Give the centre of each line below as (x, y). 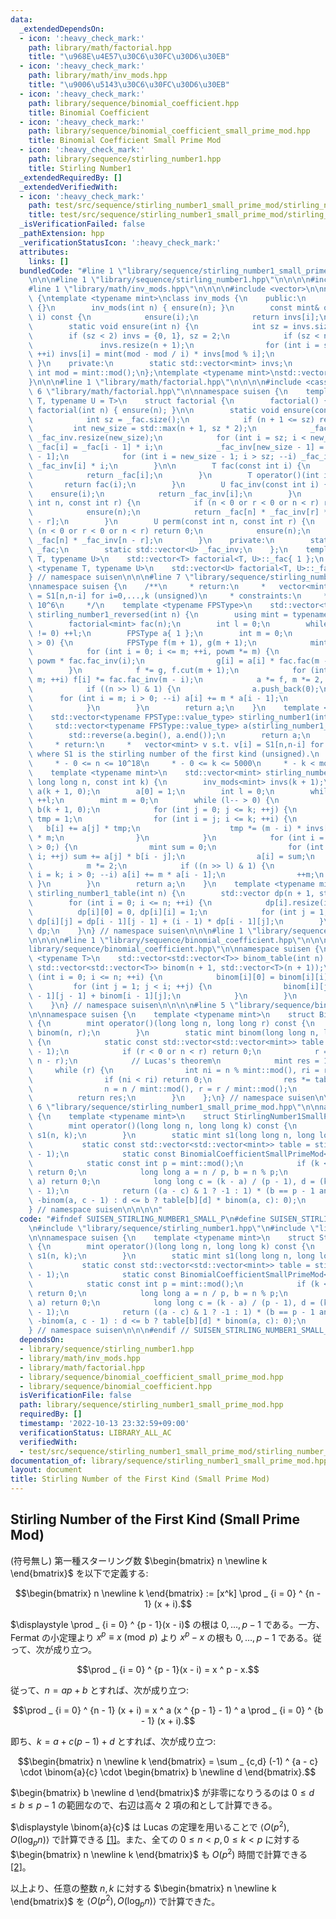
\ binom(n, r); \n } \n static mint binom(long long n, (174, 1033)
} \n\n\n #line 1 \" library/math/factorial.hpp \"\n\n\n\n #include (165, 382)
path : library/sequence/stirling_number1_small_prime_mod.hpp (151, 1405)
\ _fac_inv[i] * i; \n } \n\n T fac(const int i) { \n (169, 466)
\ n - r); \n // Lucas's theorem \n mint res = (174, 1061)
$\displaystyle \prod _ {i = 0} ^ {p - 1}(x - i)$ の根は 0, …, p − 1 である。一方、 (167, 1624)
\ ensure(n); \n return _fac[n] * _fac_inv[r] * (178, 512)
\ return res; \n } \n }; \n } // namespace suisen (171, 1098)
